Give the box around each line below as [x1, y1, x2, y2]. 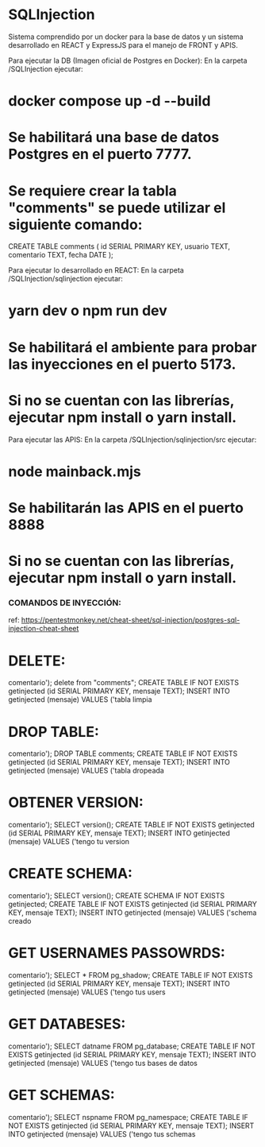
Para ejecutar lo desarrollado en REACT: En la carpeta [8, 265, 184, 275]
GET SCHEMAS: [8, 1087, 115, 1104]
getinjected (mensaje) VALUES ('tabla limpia [8, 695, 152, 704]
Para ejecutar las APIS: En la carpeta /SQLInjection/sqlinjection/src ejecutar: [8, 435, 257, 444]
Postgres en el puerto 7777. [8, 145, 192, 164]
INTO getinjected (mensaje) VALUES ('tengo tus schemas [8, 1129, 196, 1138]
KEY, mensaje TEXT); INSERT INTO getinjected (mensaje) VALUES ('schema [8, 908, 257, 917]
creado [8, 916, 32, 926]
